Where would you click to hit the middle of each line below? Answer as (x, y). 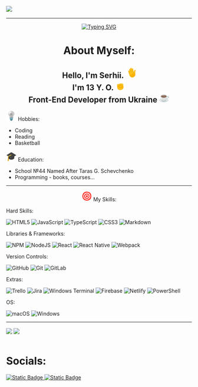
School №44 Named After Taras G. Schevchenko (74, 171)
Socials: (26, 361)
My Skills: (105, 199)
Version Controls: (27, 256)
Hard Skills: (20, 211)
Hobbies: (29, 119)
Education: (31, 160)
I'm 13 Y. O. (93, 88)
